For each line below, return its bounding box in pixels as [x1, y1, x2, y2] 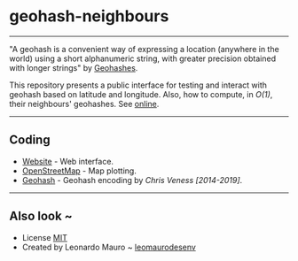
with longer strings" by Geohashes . [9, 62, 138, 73]
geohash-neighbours [9, 6, 169, 27]
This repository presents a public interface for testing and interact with [9, 80, 268, 90]
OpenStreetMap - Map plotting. [21, 165, 137, 176]
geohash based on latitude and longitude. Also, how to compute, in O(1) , [9, 88, 273, 99]
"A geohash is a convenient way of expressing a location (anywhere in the [9, 43, 279, 54]
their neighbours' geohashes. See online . [9, 98, 160, 109]
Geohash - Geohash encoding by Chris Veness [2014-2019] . [21, 174, 243, 185]
